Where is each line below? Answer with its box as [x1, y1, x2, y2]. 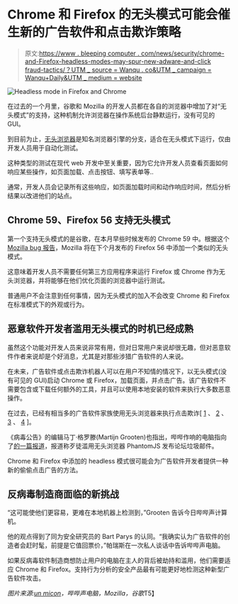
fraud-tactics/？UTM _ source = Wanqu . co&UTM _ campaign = [24, 65, 212, 74]
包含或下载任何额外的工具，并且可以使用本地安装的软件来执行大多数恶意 [19, 385, 231, 393]
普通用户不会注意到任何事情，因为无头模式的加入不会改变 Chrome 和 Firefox [7, 291, 230, 300]
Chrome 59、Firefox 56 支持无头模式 [7, 214, 171, 226]
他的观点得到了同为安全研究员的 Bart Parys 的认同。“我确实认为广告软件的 [7, 532, 225, 541]
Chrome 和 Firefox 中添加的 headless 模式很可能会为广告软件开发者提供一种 [7, 456, 229, 465]
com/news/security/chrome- [140, 49, 225, 57]
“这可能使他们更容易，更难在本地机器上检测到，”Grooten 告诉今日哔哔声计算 [7, 508, 228, 517]
